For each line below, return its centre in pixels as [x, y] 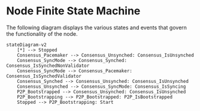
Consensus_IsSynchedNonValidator [48, 66]
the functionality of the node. [42, 33]
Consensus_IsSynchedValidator [44, 76]
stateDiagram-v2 [26, 45]
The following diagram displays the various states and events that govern [97, 27]
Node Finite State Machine [73, 11]
